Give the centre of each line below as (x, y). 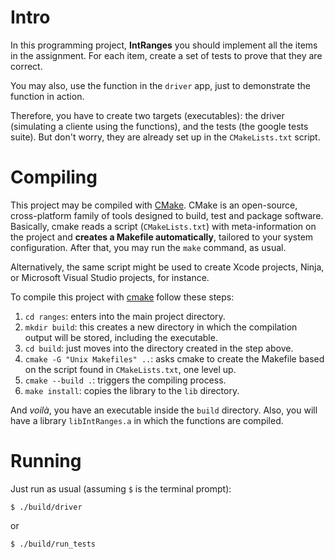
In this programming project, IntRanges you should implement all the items (164, 45)
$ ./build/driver (46, 507)
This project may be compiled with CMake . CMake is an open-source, (154, 205)
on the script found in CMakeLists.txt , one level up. (130, 369)
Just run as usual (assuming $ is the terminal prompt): (121, 488)
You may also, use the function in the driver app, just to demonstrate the (160, 85)
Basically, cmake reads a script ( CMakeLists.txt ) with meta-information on (163, 226)
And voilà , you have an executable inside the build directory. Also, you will (164, 410)
